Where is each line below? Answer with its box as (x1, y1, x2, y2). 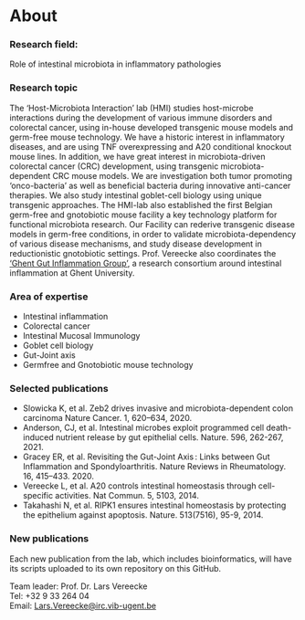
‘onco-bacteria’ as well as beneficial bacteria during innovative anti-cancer (9, 180, 291, 191)
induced (22, 432, 55, 443)
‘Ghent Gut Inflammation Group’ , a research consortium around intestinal (9, 257, 282, 268)
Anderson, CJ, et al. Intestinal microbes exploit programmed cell (22, 422, 265, 434)
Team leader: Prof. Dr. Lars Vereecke (9, 581, 148, 592)
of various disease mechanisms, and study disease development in (9, 238, 263, 249)
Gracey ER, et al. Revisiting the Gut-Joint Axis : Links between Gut (22, 451, 270, 462)
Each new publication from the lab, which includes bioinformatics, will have (9, 553, 292, 564)
